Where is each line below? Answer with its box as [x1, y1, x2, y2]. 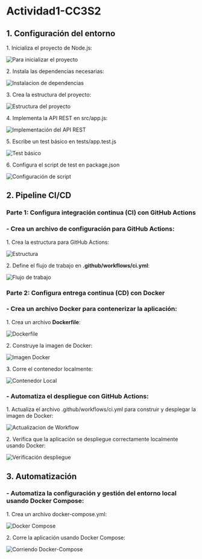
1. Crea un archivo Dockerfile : [6, 318, 81, 325]
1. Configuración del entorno [6, 28, 116, 39]
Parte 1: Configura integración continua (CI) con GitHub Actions [6, 208, 196, 217]
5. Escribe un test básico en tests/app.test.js [6, 138, 116, 145]
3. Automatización [6, 471, 77, 481]
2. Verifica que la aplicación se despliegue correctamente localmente [6, 436, 178, 443]
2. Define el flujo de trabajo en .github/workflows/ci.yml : [6, 261, 150, 269]
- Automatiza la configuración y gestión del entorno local [6, 489, 177, 497]
